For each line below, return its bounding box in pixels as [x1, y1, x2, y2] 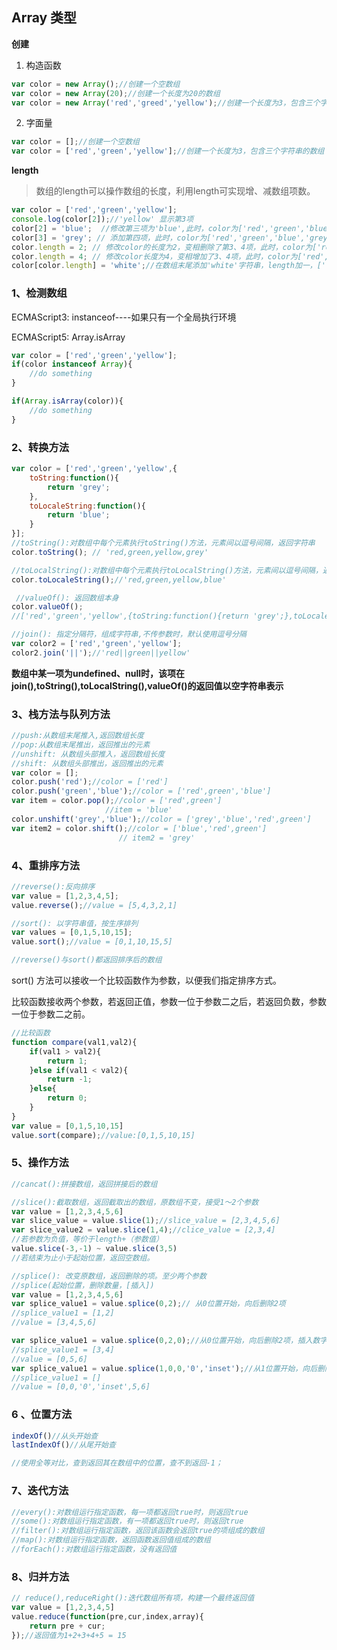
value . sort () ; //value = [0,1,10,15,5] [11, 937, 173, 947]
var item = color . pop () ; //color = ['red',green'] [11, 796, 223, 806]
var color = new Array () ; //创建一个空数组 [11, 79, 181, 89]
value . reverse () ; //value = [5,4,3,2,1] [11, 900, 178, 910]
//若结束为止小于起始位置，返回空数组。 [11, 1253, 155, 1263]
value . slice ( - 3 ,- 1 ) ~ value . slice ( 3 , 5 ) [11, 1244, 178, 1254]
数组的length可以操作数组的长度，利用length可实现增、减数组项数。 [35, 185, 316, 197]
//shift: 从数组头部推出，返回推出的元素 [11, 758, 164, 768]
